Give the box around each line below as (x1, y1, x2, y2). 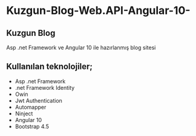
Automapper (15, 103, 47, 110)
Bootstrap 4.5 (15, 123, 50, 130)
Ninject (15, 110, 33, 117)
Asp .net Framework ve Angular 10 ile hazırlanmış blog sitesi (6, 44, 156, 51)
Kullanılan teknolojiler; (6, 61, 93, 72)
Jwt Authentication (15, 97, 62, 104)
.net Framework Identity (15, 84, 75, 91)
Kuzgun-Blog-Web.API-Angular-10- (6, 4, 191, 18)
